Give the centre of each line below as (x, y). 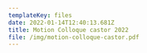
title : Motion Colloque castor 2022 (68, 30)
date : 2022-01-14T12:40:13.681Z (61, 23)
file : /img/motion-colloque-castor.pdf (74, 37)
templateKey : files (40, 15)
